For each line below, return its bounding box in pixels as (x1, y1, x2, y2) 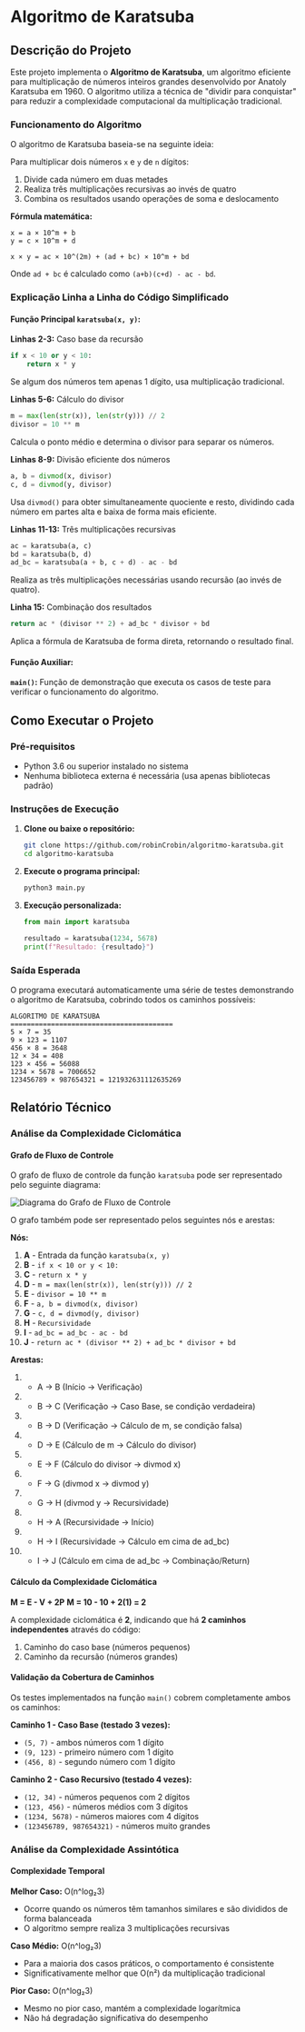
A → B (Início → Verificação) (36, 1381, 143, 1392)
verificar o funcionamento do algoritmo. (10, 686, 159, 697)
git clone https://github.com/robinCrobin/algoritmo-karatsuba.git (23, 841, 284, 851)
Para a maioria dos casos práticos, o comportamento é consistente (23, 1957, 275, 1968)
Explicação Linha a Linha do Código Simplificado (10, 291, 230, 304)
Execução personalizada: (23, 900, 122, 911)
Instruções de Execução (10, 802, 120, 815)
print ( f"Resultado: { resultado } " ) (23, 942, 154, 951)
